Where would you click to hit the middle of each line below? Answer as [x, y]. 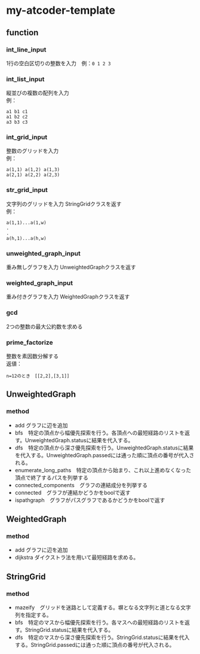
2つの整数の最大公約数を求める [44, 326]
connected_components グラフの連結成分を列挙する [81, 485]
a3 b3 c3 [17, 122]
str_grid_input [27, 190]
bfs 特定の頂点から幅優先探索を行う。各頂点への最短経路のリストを [100, 433]
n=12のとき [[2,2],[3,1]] [38, 376]
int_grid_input [27, 137]
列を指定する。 [33, 615]
